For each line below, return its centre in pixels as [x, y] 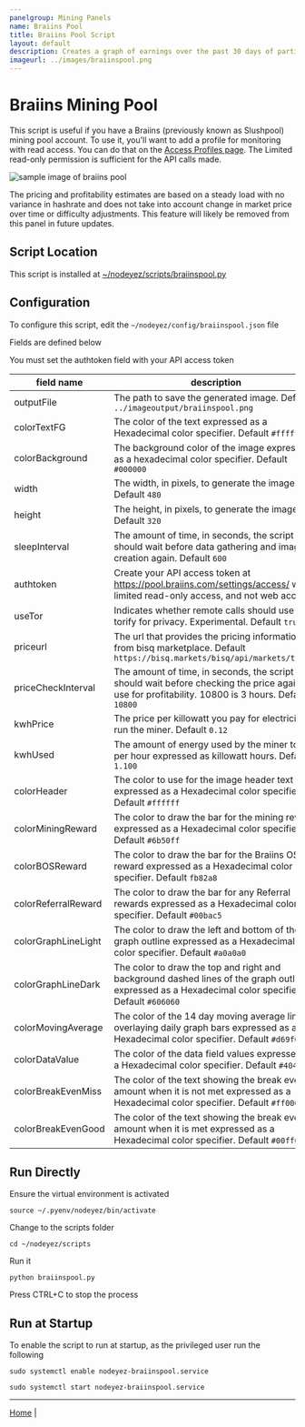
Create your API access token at [182, 572]
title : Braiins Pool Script [63, 35]
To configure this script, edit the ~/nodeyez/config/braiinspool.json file [144, 325]
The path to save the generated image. [196, 397]
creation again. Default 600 [170, 558]
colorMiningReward [56, 829]
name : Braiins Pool [46, 26]
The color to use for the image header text [203, 779]
